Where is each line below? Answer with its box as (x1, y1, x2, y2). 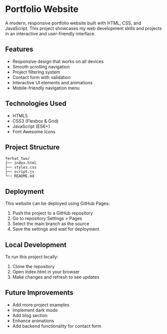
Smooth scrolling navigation (12, 63, 70, 69)
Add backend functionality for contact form (12, 323, 102, 329)
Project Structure (5, 143, 60, 151)
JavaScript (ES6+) (12, 123, 50, 129)
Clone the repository (12, 264, 55, 269)
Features (5, 45, 33, 53)
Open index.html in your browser (12, 269, 80, 275)
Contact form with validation (12, 74, 71, 80)
